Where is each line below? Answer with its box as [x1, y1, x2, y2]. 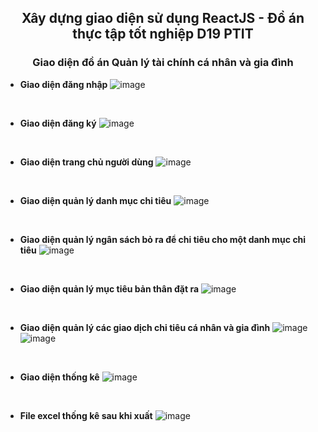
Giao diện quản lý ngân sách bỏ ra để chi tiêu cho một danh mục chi [19, 233, 307, 245]
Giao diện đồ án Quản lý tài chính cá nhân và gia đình [32, 56, 294, 70]
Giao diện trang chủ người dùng [19, 156, 154, 168]
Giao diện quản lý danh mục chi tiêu [19, 194, 172, 206]
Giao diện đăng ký [19, 117, 97, 129]
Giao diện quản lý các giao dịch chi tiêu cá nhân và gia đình [19, 321, 271, 333]
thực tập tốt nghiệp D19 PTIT [72, 26, 254, 43]
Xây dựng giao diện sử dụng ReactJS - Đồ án [21, 10, 305, 27]
